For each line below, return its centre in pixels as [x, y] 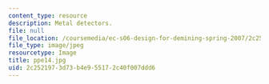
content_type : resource [48, 16]
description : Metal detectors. [60, 23]
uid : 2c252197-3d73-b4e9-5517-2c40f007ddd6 [82, 68]
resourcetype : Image [43, 53]
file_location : [34, 38]
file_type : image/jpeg [46, 46]
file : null [26, 30]
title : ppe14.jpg [37, 61]
